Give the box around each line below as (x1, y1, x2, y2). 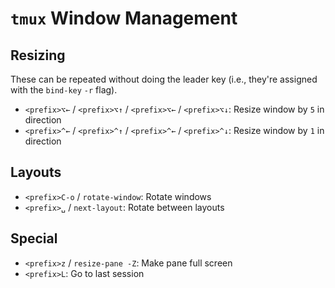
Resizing (10, 47, 66, 64)
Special (10, 230, 58, 247)
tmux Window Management (10, 7, 238, 30)
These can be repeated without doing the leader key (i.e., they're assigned (10, 73, 318, 85)
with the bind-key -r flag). (10, 84, 118, 96)
